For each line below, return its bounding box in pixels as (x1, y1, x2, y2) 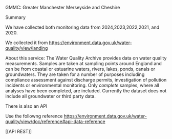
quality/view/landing (5, 45, 48, 51)
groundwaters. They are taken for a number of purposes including (5, 71, 145, 77)
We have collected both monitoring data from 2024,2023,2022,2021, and (5, 24, 160, 30)
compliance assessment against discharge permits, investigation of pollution (5, 77, 167, 83)
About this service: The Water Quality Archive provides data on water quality (5, 55, 167, 61)
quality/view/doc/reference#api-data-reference (5, 118, 106, 125)
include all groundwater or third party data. (5, 93, 96, 99)
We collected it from (5, 39, 48, 46)
